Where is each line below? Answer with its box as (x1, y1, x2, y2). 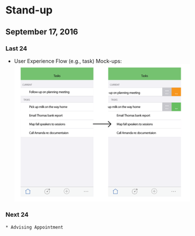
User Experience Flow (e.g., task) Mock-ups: (13, 57, 122, 64)
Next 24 (5, 210, 29, 218)
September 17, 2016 (5, 27, 78, 37)
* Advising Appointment (5, 224, 64, 231)
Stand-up (5, 4, 53, 17)
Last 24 (5, 44, 28, 53)
